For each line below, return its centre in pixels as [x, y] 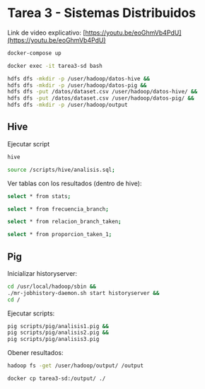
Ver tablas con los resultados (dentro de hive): [75, 183]
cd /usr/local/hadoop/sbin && [52, 286]
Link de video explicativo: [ [47, 33]
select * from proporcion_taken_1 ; [60, 235]
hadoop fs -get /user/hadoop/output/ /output [75, 366]
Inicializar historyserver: [42, 273]
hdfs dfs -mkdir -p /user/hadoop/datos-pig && [77, 85]
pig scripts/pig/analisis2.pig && [58, 333]
